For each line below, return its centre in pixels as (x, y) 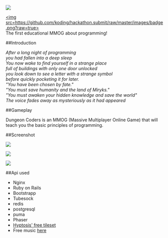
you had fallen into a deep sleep (39, 58)
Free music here (29, 230)
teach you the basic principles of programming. (54, 125)
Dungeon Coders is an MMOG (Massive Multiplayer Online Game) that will (82, 120)
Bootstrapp (24, 193)
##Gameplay (19, 110)
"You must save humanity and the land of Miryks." (57, 90)
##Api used (17, 173)
